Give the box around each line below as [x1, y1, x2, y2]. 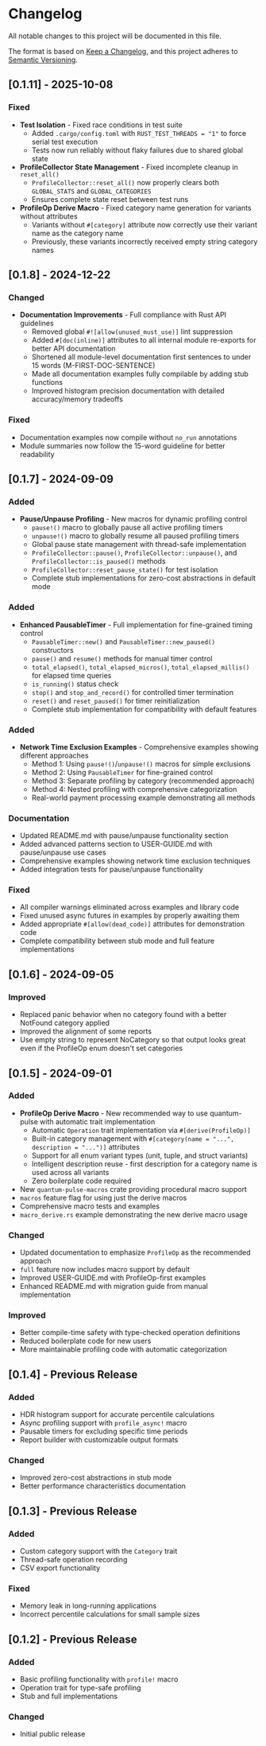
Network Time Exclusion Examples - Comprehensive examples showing [19, 742, 259, 751]
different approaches [19, 751, 89, 760]
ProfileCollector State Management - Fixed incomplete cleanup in [19, 162, 238, 172]
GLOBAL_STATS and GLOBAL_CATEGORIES [31, 186, 152, 196]
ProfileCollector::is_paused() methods [31, 557, 166, 566]
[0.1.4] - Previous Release [8, 1368, 138, 1381]
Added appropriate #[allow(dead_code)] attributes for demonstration [19, 919, 245, 929]
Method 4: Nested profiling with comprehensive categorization [31, 784, 237, 793]
